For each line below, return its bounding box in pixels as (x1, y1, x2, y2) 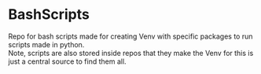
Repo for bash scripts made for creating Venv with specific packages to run (8, 31, 253, 41)
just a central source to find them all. (8, 57, 127, 66)
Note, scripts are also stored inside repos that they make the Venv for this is (8, 48, 254, 57)
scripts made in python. (8, 39, 85, 49)
